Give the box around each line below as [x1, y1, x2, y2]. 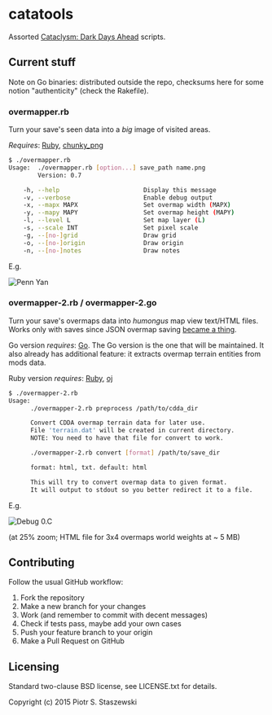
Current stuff [8, 55, 76, 69]
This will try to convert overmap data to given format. [29, 478, 228, 486]
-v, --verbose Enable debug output [23, 193, 213, 202]
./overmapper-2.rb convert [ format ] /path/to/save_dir [29, 449, 221, 457]
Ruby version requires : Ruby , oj [8, 373, 113, 383]
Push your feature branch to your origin [20, 628, 153, 638]
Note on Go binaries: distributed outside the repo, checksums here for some [8, 77, 265, 86]
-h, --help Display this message [23, 186, 217, 194]
